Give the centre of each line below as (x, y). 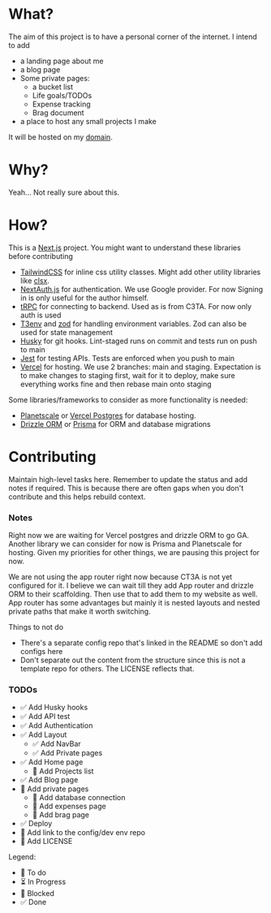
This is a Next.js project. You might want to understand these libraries (125, 248)
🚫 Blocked (37, 894)
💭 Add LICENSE (46, 842)
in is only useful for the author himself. (84, 298)
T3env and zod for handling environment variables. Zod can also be (133, 323)
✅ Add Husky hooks (54, 708)
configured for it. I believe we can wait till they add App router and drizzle (131, 586)
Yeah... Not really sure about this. (64, 192)
